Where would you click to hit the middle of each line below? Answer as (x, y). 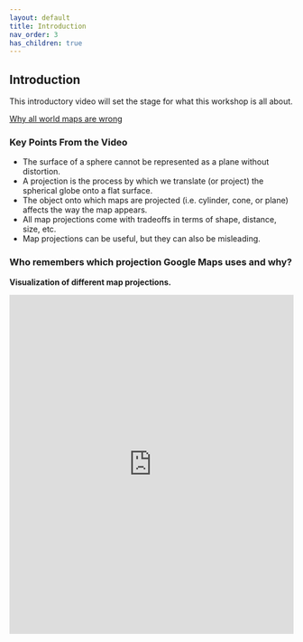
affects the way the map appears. (85, 210)
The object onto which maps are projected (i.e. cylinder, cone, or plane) (155, 201)
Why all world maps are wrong (66, 119)
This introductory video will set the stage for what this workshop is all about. (151, 101)
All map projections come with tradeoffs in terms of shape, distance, (149, 220)
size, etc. (39, 229)
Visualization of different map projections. (90, 282)
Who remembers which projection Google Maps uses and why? (151, 262)
